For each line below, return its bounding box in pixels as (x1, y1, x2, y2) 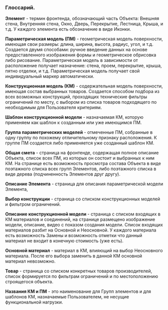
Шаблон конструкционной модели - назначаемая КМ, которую (5, 114, 144, 120)
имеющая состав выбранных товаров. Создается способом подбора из (5, 89, 159, 95)
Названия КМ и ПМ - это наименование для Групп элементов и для (5, 288, 151, 294)
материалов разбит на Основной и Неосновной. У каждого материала (5, 227, 156, 233)
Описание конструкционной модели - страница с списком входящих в (5, 211, 160, 217)
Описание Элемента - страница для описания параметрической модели (5, 181, 163, 187)
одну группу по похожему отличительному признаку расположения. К (5, 135, 157, 141)
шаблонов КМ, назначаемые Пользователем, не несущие (5, 294, 129, 300)
